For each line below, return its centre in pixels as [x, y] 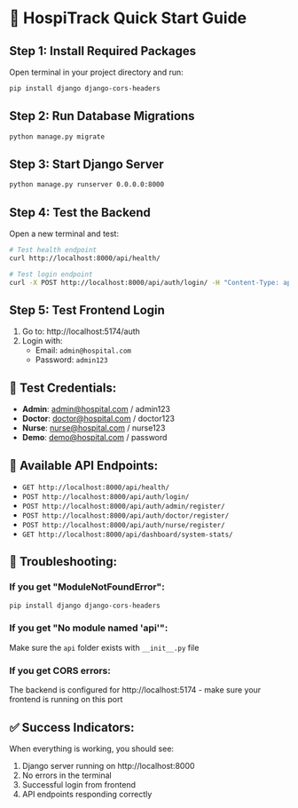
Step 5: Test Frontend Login [87, 310]
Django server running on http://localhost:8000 [108, 765]
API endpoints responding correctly [87, 794]
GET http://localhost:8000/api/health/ [96, 487]
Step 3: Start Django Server [86, 164]
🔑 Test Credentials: [63, 388]
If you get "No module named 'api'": [89, 628]
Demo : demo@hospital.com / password [94, 438]
